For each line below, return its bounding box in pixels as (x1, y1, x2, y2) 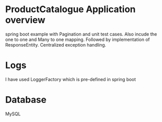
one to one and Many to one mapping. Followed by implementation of (5, 36, 150, 43)
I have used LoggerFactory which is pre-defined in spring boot (5, 76, 136, 82)
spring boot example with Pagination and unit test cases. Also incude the (5, 31, 157, 37)
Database (5, 94, 47, 106)
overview (5, 14, 46, 26)
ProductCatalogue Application (5, 4, 136, 15)
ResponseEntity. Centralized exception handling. (5, 42, 106, 48)
